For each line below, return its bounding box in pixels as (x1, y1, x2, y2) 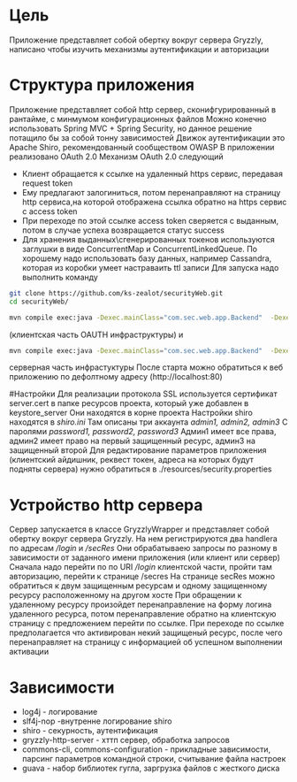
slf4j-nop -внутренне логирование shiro (21, 716, 172, 726)
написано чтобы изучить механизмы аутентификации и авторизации (9, 43, 270, 54)
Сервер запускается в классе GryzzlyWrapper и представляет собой (9, 524, 270, 535)
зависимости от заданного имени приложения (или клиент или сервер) (9, 552, 281, 563)
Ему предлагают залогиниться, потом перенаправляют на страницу (21, 187, 281, 197)
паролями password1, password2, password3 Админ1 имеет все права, (9, 426, 277, 437)
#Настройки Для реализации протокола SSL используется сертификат (9, 388, 278, 399)
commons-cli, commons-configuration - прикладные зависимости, (21, 744, 271, 755)
